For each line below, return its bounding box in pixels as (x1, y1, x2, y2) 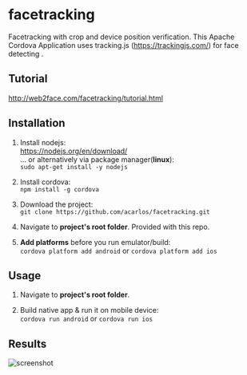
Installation (8, 116, 66, 130)
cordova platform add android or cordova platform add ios (19, 246, 217, 255)
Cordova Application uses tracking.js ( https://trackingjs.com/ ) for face (8, 40, 239, 49)
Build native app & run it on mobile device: (19, 306, 159, 315)
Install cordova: (19, 177, 71, 187)
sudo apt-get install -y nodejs (19, 163, 128, 171)
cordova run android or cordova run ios (19, 314, 153, 324)
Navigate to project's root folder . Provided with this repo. (19, 222, 210, 231)
